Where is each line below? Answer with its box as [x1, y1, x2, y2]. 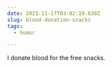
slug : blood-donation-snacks [7, 16, 91, 23]
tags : [7, 23, 23, 29]
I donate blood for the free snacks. [7, 54, 106, 62]
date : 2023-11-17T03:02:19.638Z [7, 10, 100, 17]
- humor [13, 29, 36, 36]
